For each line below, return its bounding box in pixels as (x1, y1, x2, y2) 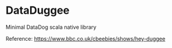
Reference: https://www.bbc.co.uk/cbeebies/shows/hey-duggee (5, 35, 166, 42)
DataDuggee (5, 4, 70, 17)
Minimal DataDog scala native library (5, 23, 97, 31)
